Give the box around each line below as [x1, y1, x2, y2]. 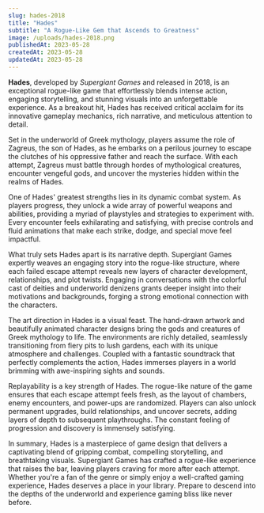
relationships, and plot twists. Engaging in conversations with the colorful [8, 275, 247, 284]
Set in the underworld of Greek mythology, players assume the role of [8, 135, 236, 144]
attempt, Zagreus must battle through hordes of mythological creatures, [8, 160, 242, 169]
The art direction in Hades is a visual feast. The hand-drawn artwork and [8, 315, 245, 325]
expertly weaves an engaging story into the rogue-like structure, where [8, 258, 240, 268]
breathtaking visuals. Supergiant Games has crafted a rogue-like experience [8, 455, 257, 465]
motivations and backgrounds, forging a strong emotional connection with [8, 291, 249, 301]
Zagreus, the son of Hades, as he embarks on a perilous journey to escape [8, 143, 251, 153]
